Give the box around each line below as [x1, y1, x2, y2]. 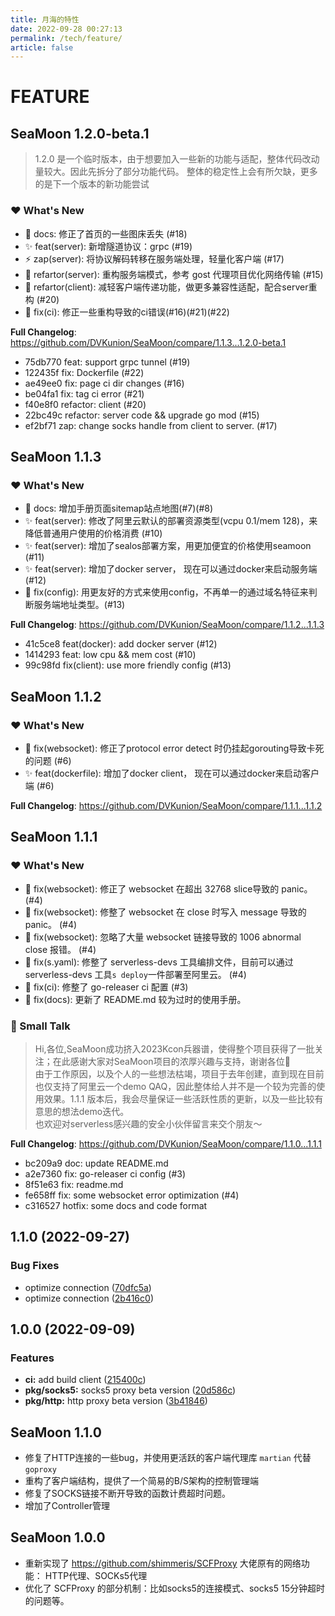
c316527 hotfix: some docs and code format [24, 1199, 208, 1211]
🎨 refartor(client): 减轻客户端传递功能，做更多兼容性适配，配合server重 [24, 281, 318, 293]
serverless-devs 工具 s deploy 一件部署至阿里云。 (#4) [24, 968, 247, 980]
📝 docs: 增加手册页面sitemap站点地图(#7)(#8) [24, 502, 214, 515]
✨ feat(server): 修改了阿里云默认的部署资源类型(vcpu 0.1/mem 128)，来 [24, 515, 318, 527]
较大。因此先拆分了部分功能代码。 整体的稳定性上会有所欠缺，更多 [43, 166, 318, 178]
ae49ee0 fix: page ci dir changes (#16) [24, 377, 185, 389]
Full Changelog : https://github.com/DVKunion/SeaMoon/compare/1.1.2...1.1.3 [10, 619, 325, 631]
